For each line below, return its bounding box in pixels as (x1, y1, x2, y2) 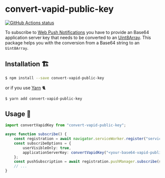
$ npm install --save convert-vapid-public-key (5, 75, 105, 80)
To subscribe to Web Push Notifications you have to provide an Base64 (5, 29, 149, 35)
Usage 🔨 (5, 109, 31, 118)
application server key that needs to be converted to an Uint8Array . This (5, 35, 151, 40)
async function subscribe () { (5, 132, 67, 137)
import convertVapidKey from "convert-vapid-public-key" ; (5, 123, 126, 128)
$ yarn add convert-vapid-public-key (5, 96, 82, 101)
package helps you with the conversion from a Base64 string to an (5, 39, 140, 45)
